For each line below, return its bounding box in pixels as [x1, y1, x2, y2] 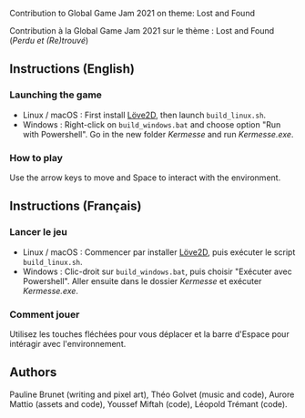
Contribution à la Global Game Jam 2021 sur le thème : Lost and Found [9, 25, 275, 36]
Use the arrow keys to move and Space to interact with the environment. [9, 172, 281, 183]
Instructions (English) [9, 61, 135, 76]
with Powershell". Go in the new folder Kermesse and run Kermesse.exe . [22, 128, 294, 139]
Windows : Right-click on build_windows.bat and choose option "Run [22, 118, 281, 130]
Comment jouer [9, 308, 80, 321]
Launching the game [9, 88, 103, 101]
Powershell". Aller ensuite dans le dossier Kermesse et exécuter [22, 275, 262, 286]
